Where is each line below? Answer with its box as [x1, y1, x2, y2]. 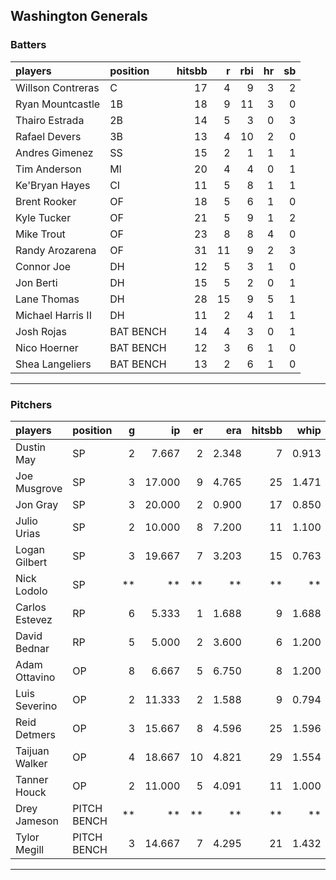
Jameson [15, 814, 59, 828]
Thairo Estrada [15, 113, 85, 127]
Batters [10, 38, 47, 52]
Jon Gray [15, 497, 59, 511]
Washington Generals [10, 8, 148, 25]
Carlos [15, 600, 47, 614]
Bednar [15, 641, 50, 655]
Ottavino [15, 670, 56, 684]
